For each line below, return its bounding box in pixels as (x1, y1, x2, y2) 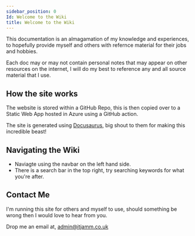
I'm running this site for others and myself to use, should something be (6, 206, 177, 213)
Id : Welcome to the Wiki (6, 14, 67, 20)
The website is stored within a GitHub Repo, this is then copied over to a (6, 104, 181, 111)
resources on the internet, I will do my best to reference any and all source (6, 66, 186, 73)
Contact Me (6, 190, 50, 200)
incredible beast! (6, 128, 47, 135)
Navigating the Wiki (6, 145, 80, 155)
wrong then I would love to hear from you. (6, 211, 107, 218)
